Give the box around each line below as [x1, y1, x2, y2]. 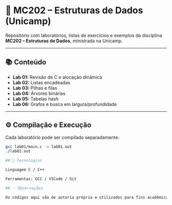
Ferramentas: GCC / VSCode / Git [5, 176, 77, 182]
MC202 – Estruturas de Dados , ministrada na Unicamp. [5, 38, 123, 44]
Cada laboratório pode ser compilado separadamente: [5, 134, 119, 140]
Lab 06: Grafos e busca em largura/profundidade [12, 101, 117, 107]
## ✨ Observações [5, 186, 44, 191]
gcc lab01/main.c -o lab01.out [5, 144, 72, 149]
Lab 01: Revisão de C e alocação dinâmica [12, 74, 102, 80]
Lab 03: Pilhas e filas [12, 85, 57, 91]
